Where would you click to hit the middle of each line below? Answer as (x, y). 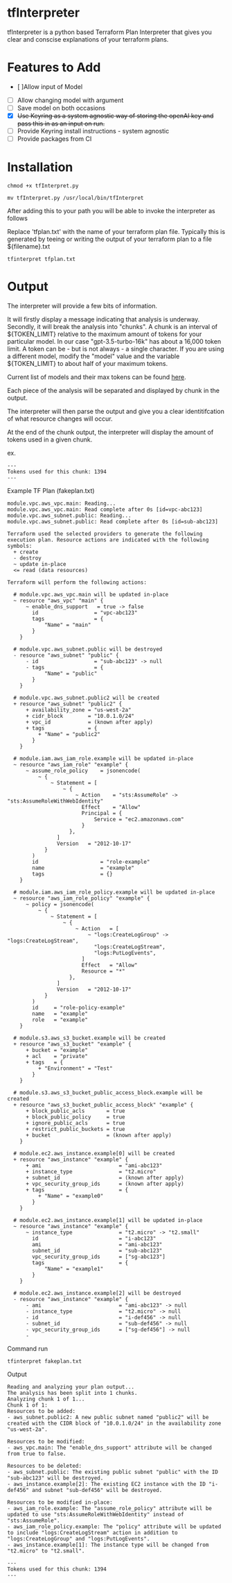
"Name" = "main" (68, 625)
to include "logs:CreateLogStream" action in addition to (92, 1533)
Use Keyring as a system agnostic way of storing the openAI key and (115, 116)
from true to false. (37, 1454)
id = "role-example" (91, 862)
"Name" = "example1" (74, 1269)
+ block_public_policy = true (75, 1117)
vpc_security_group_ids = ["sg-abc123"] (99, 1257)
